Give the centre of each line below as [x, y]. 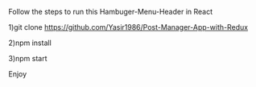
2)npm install [30, 43]
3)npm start [28, 58]
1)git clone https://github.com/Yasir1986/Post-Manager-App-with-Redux [128, 27]
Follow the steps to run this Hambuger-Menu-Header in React [111, 12]
